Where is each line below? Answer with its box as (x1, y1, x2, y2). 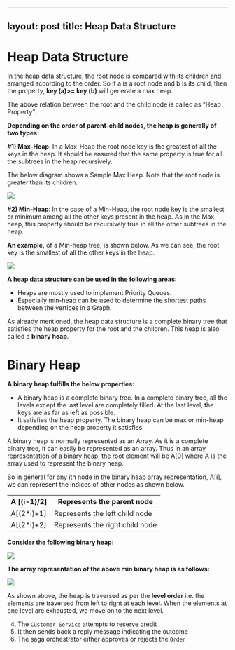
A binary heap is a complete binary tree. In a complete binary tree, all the (17, 393, 227, 402)
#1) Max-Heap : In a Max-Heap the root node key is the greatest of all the (7, 142, 218, 151)
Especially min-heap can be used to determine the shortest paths (17, 296, 206, 305)
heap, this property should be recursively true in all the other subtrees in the (7, 220, 227, 229)
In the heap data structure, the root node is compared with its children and (7, 72, 222, 81)
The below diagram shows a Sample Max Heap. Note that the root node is (7, 171, 220, 180)
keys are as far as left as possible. (17, 408, 115, 417)
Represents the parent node (57, 497, 154, 507)
